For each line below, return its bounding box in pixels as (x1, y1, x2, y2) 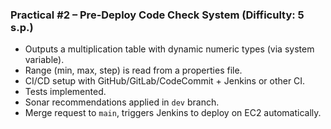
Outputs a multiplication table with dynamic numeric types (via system (24, 43, 315, 55)
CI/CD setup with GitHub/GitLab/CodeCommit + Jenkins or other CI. (24, 75, 306, 87)
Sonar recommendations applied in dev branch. (24, 96, 220, 108)
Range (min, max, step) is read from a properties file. (24, 64, 243, 77)
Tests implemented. (24, 86, 107, 98)
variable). (24, 54, 65, 66)
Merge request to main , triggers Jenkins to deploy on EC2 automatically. (24, 107, 322, 119)
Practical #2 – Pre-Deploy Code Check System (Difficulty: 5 (10, 8, 305, 22)
